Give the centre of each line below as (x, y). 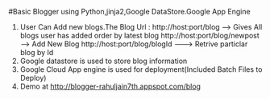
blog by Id (37, 52)
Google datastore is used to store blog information (104, 61)
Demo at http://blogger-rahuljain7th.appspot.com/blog (110, 86)
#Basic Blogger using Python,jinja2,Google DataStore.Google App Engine (130, 12)
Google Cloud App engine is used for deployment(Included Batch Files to (141, 69)
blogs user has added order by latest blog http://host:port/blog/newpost (139, 36)
